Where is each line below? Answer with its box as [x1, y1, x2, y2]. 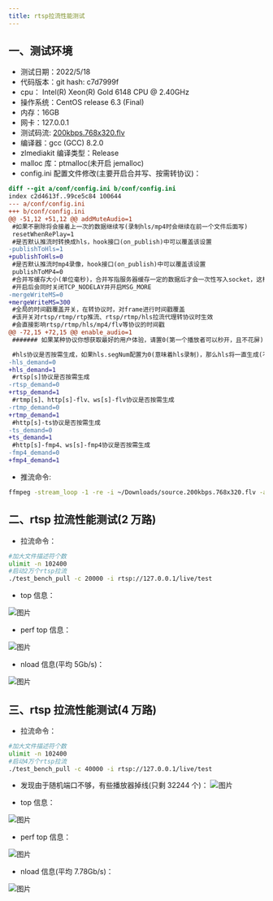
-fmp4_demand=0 [8, 448, 60, 457]
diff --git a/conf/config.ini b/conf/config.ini [8, 184, 176, 193]
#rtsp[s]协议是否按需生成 [11, 373, 90, 382]
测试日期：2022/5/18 [19, 67, 91, 77]
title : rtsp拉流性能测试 [8, 11, 85, 20]
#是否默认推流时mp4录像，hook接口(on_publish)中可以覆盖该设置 [11, 261, 206, 269]
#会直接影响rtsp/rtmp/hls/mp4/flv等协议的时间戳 [11, 321, 165, 329]
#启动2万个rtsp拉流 [8, 567, 67, 575]
